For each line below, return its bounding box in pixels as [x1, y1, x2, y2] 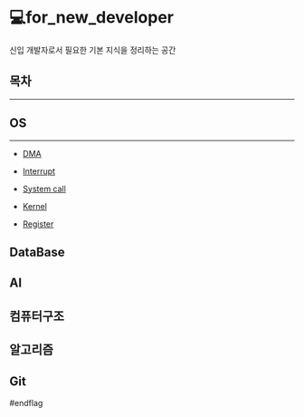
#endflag [9, 397, 43, 408]
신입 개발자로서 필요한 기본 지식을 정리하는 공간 [9, 44, 176, 55]
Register [22, 218, 54, 229]
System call [22, 183, 66, 194]
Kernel [22, 200, 48, 211]
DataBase [9, 244, 65, 259]
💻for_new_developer [9, 7, 175, 28]
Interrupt [22, 165, 56, 177]
